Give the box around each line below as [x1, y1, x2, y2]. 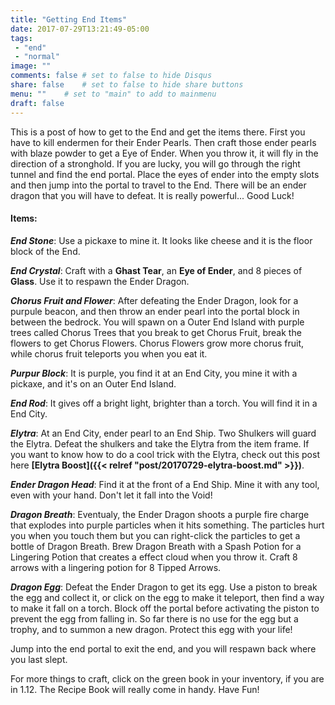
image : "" [10, 61, 52, 71]
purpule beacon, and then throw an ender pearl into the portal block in [10, 305, 300, 317]
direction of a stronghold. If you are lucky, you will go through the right [10, 157, 301, 170]
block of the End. [10, 245, 81, 257]
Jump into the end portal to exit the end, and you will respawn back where [10, 642, 317, 655]
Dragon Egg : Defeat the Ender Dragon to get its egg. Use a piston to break [10, 581, 318, 593]
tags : [10, 33, 33, 43]
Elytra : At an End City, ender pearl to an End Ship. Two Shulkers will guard [10, 427, 317, 439]
